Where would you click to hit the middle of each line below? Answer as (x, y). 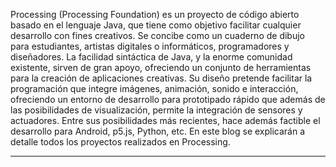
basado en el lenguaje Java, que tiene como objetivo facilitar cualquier (156, 25)
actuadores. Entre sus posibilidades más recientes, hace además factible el (165, 120)
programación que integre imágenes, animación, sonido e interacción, (154, 88)
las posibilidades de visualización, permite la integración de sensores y (156, 110)
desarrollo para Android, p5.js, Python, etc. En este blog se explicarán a (158, 131)
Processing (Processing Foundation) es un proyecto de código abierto (155, 14)
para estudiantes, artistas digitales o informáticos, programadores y (150, 46)
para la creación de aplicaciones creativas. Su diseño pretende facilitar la (161, 78)
